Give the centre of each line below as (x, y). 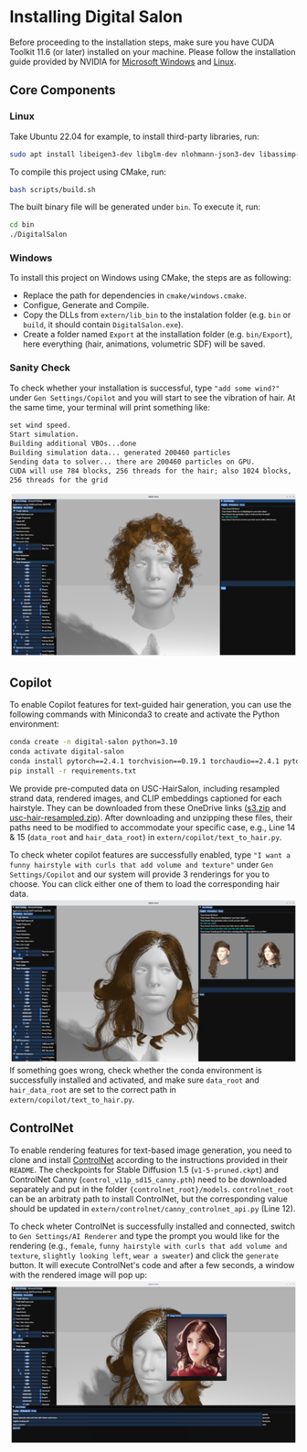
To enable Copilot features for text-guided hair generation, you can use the (151, 705)
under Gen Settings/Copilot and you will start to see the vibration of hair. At (153, 397)
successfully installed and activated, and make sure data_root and (135, 1080)
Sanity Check (40, 368)
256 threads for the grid (58, 480)
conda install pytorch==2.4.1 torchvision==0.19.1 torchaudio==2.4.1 (145, 762)
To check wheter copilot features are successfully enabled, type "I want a (150, 854)
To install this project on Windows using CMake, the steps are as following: (150, 278)
